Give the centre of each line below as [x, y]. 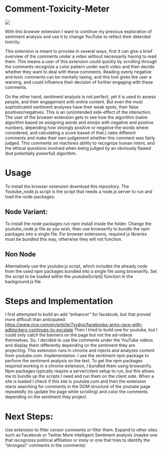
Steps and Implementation [59, 301]
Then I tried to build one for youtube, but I [116, 330]
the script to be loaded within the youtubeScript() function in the [69, 276]
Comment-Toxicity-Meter [57, 9]
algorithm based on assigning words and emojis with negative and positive [79, 122]
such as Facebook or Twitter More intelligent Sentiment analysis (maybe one [81, 435]
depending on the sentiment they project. [46, 397]
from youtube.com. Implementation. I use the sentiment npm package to [77, 356]
